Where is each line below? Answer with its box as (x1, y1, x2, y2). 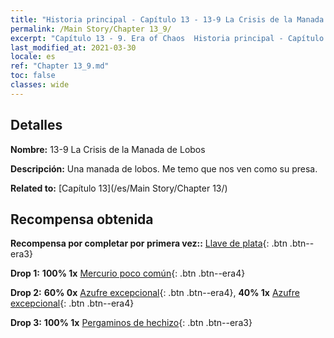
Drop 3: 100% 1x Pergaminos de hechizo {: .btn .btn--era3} (10, 317, 253, 329)
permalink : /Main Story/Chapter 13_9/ (10, 24, 172, 34)
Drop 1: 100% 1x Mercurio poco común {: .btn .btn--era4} (10, 267, 246, 280)
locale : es (10, 52, 56, 62)
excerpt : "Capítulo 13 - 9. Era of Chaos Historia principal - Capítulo (10, 33, 325, 43)
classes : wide (10, 80, 70, 90)
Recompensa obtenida (10, 211, 154, 228)
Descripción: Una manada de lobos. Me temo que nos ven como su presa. (10, 162, 318, 175)
